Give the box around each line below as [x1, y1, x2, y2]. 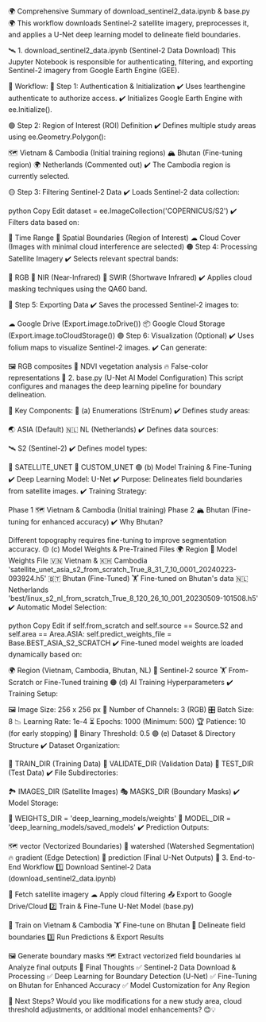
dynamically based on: [8, 650, 83, 659]
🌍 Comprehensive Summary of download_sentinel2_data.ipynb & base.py [8, 6, 250, 16]
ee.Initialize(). [8, 105, 53, 114]
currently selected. [8, 172, 70, 180]
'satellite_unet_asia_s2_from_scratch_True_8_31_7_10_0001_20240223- [8, 565, 237, 574]
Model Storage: [8, 798, 59, 807]
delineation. [8, 390, 47, 399]
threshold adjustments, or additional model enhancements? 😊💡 [8, 1005, 217, 1014]
